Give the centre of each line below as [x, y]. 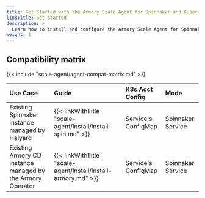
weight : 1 [19, 35]
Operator [22, 186]
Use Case [24, 93]
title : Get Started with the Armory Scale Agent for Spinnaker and [94, 12]
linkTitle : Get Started [37, 18]
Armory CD [25, 155]
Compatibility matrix [46, 60]
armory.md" [71, 178]
